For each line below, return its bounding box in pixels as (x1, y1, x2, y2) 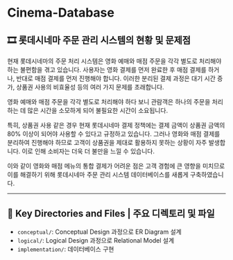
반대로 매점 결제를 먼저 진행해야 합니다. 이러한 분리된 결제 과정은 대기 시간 (16, 74, 216, 83)
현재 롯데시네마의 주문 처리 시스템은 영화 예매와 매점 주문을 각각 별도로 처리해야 (7, 57, 222, 65)
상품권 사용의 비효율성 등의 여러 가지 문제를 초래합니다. (16, 83, 164, 91)
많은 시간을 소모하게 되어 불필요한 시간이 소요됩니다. (27, 106, 169, 114)
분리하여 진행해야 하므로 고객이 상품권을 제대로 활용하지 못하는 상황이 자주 (7, 139, 207, 146)
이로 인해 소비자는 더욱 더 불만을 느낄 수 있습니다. (21, 147, 155, 155)
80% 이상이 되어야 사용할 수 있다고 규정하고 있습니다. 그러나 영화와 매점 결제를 (7, 130, 221, 138)
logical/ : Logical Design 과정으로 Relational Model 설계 (17, 236, 175, 244)
